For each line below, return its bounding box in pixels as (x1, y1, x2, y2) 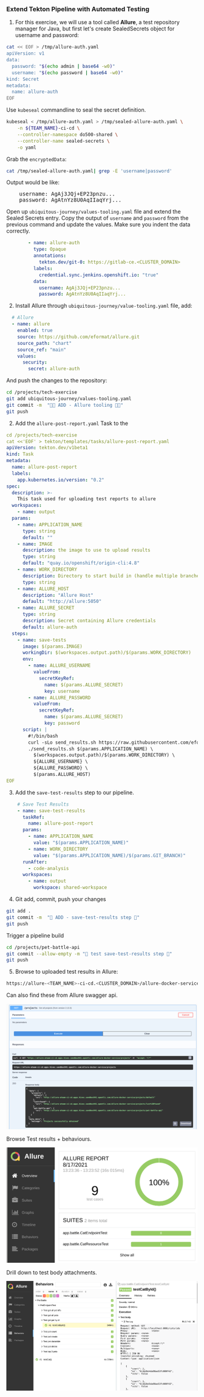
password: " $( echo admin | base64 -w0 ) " (12, 63, 115, 69)
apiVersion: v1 (6, 50, 45, 56)
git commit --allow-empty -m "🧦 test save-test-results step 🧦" (6, 951, 172, 957)
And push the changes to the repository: (6, 377, 107, 384)
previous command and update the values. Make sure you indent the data (6, 221, 191, 228)
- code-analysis (28, 865, 69, 871)
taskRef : (22, 814, 45, 820)
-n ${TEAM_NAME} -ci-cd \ (17, 125, 80, 132)
